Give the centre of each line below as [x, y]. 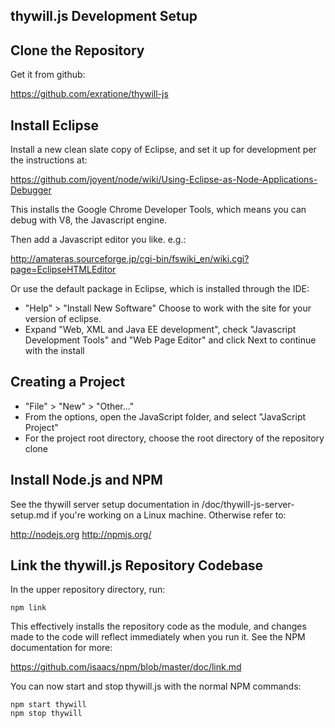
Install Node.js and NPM [86, 480]
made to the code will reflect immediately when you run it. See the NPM [158, 637]
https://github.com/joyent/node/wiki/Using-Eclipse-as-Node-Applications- [164, 180]
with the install [54, 351]
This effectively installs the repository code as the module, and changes [158, 626]
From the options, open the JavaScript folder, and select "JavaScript [165, 416]
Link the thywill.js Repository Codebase [137, 565]
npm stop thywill [46, 714]
